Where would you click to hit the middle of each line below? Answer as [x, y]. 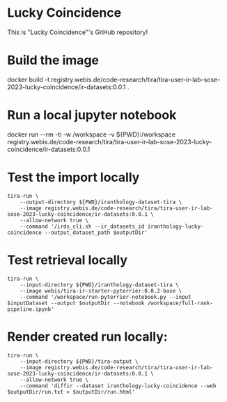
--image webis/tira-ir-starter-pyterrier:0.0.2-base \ [101, 291]
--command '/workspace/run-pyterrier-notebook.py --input [105, 297]
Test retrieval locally [67, 260]
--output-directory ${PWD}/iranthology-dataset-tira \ [101, 202]
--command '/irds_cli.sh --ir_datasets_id [82, 226]
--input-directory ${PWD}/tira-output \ [79, 361]
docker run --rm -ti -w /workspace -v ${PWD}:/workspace [92, 134]
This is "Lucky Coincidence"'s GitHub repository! [78, 32]
